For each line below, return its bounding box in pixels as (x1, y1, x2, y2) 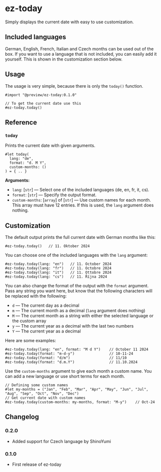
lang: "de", (9, 156, 34, 161)
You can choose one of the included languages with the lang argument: (5, 252, 148, 258)
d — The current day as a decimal (12, 302, 80, 308)
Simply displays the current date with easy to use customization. (5, 19, 134, 25)
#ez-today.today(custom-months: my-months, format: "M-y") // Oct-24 (5, 400, 155, 405)
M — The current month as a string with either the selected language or (12, 313, 154, 319)
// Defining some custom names (5, 383, 68, 388)
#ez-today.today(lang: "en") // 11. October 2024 (5, 262, 112, 267)
